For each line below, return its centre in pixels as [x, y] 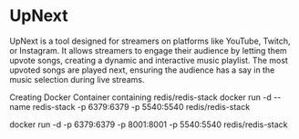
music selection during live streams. [77, 79]
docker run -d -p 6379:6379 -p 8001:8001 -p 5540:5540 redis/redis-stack [149, 124]
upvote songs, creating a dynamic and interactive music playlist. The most [149, 60]
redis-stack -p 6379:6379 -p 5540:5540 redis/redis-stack [141, 106]
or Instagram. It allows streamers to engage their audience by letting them [148, 50]
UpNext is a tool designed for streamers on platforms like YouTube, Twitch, [150, 41]
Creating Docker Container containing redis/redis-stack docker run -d [140, 97]
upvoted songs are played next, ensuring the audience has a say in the [142, 70]
